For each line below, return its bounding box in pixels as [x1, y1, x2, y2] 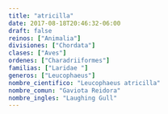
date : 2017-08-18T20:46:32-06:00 [8, 19, 121, 27]
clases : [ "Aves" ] [8, 49, 67, 57]
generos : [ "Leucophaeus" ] [8, 71, 95, 79]
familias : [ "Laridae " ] [8, 64, 89, 72]
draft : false [8, 26, 52, 35]
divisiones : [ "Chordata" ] [8, 42, 95, 50]
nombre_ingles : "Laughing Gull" [8, 94, 117, 102]
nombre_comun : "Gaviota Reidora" [8, 86, 121, 95]
